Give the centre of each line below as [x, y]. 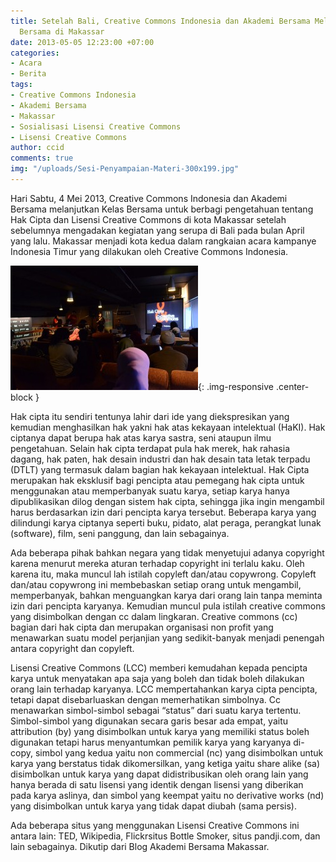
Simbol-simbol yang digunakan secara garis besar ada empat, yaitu [149, 721]
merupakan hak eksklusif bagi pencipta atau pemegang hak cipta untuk [157, 480]
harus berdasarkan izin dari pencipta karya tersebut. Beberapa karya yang [163, 512]
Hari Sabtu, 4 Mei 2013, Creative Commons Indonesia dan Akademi [149, 198]
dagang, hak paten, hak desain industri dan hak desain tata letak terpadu [160, 459]
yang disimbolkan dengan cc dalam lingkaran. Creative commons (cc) [154, 616]
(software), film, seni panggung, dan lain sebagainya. [120, 533]
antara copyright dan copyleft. [72, 648]
